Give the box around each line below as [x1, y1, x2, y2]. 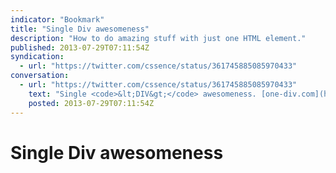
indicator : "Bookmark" [10, 14, 105, 25]
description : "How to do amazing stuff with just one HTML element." [10, 33, 307, 43]
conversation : [10, 71, 70, 81]
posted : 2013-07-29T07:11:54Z [28, 98, 155, 108]
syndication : [10, 52, 65, 62]
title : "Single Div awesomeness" [10, 24, 150, 34]
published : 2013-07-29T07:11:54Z [10, 42, 150, 53]
